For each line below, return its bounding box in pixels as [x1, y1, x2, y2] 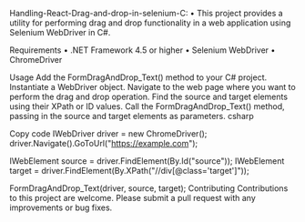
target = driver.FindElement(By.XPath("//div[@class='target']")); [9, 166, 249, 176]
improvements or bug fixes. [9, 202, 113, 213]
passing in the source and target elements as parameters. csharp [9, 111, 255, 121]
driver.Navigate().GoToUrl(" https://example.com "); [9, 138, 198, 148]
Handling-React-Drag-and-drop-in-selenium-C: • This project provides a [9, 8, 284, 18]
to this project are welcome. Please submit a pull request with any [9, 193, 257, 203]
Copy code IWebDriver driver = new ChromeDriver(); [9, 128, 208, 139]
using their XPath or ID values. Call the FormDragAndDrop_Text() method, [9, 101, 285, 112]
